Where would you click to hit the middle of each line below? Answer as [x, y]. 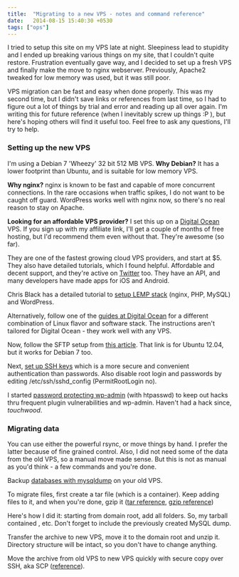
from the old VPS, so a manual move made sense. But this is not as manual [117, 459]
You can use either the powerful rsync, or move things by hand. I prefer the [117, 444]
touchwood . [25, 410]
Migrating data [33, 428]
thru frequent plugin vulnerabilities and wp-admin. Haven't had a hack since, [119, 402]
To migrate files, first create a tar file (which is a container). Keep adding [113, 494]
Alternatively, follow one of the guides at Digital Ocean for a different [108, 316]
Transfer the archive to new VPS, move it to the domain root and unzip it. [114, 537]
